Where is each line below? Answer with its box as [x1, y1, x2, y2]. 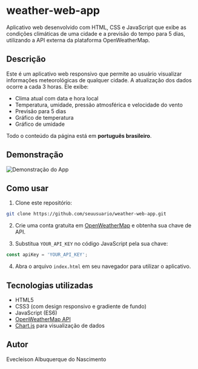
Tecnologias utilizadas [6, 280, 93, 290]
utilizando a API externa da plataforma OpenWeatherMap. [6, 36, 150, 44]
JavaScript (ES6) [15, 309, 58, 316]
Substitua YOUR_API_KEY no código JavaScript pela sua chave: [15, 240, 168, 247]
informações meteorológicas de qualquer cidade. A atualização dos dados [6, 76, 192, 83]
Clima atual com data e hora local [15, 94, 99, 102]
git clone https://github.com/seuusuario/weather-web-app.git [6, 211, 167, 217]
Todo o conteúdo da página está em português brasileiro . [6, 132, 152, 139]
